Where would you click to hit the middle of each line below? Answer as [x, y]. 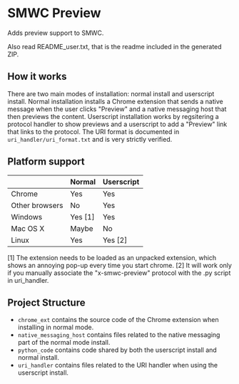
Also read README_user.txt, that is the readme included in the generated [115, 46]
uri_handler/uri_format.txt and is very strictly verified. [90, 139]
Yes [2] [115, 240]
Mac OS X [28, 228]
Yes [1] [82, 217]
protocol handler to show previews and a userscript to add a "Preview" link [117, 124]
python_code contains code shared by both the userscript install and [117, 350]
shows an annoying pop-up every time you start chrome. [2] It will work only [119, 265]
